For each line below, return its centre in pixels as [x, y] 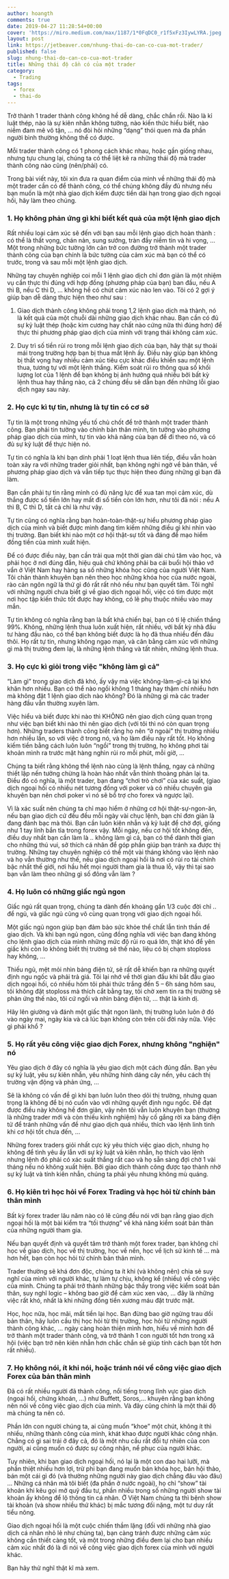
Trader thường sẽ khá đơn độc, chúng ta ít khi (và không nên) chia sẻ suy [110, 1271]
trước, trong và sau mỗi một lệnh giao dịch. [67, 262]
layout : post [26, 39]
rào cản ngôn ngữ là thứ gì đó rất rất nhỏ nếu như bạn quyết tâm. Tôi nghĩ [110, 584]
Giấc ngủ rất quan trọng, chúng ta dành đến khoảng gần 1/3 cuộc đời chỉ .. [112, 907]
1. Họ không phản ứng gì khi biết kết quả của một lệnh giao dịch [114, 218]
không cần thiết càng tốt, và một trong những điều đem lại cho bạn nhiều [110, 1540]
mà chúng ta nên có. [36, 1413]
